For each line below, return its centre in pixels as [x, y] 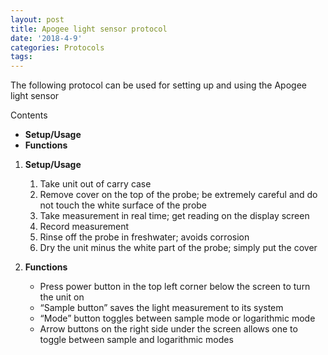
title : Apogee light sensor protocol [89, 29]
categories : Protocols [57, 47]
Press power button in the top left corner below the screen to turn [175, 287]
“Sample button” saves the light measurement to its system [161, 308]
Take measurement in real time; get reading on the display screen [174, 216]
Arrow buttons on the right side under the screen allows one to [168, 329]
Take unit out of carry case [95, 184]
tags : [21, 57]
